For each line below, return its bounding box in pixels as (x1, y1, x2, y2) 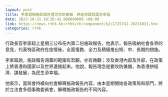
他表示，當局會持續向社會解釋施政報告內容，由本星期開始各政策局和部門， (5, 80, 158, 86)
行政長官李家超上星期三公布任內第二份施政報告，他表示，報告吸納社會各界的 (5, 40, 163, 46)
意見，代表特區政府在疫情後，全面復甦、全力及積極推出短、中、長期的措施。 (5, 46, 163, 52)
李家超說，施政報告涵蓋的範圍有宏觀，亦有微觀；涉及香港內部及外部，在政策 (5, 57, 163, 63)
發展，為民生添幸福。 (18, 69, 62, 75)
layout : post (5, 7, 32, 12)
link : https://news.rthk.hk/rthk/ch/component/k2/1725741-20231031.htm (5, 21, 157, 26)
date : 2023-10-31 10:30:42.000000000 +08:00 (5, 16, 99, 21)
